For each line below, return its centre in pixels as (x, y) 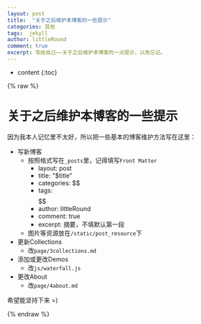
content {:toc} (37, 72)
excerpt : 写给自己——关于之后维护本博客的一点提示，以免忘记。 (87, 53)
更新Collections (40, 242)
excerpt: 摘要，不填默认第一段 (81, 224)
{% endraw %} (29, 314)
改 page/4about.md (53, 285)
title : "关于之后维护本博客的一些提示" (59, 20)
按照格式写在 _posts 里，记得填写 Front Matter (93, 160)
